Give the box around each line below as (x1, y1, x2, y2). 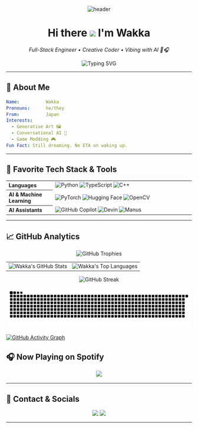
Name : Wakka (6, 99, 60, 105)
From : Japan (6, 111, 60, 118)
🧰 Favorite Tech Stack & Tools (6, 164, 117, 174)
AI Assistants (8, 207, 42, 214)
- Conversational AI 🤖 (11, 130, 67, 136)
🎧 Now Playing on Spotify (6, 352, 104, 362)
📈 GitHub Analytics (6, 231, 80, 242)
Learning (8, 197, 31, 204)
